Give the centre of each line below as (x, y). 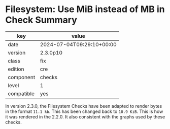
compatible (21, 93)
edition (16, 69)
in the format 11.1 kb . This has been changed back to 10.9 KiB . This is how (84, 111)
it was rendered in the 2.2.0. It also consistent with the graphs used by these (85, 116)
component (22, 77)
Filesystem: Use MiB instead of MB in (85, 9)
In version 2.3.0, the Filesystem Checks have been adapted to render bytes (84, 106)
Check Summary (41, 20)
